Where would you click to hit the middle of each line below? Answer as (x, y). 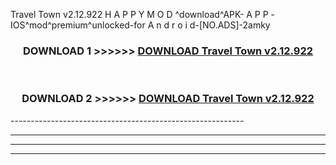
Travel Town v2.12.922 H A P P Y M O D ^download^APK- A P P (139, 14)
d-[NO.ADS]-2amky (230, 25)
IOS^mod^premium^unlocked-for (78, 25)
